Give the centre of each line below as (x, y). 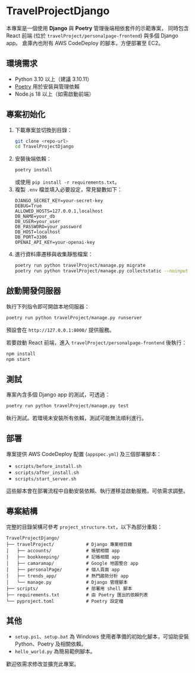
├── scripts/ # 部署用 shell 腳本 (69, 589)
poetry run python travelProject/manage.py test (67, 406)
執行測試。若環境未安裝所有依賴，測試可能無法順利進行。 (76, 418)
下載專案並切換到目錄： (43, 130)
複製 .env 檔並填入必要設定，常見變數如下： (69, 190)
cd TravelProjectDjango (44, 147)
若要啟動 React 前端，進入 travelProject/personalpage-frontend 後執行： (97, 342)
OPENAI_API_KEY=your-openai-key (55, 243)
